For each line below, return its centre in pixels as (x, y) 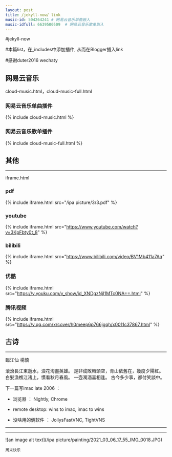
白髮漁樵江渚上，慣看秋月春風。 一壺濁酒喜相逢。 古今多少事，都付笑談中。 (85, 377)
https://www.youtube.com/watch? (102, 227)
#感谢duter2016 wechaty (31, 60)
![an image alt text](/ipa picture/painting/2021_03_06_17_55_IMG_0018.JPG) (84, 440)
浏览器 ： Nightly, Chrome (40, 399)
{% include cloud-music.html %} (40, 117)
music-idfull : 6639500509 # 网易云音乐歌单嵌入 (55, 24)
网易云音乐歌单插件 (29, 132)
